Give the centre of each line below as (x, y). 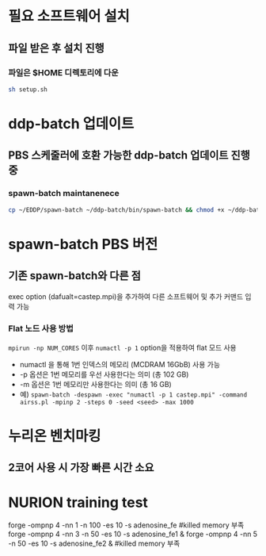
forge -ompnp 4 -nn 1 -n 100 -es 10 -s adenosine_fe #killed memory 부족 (126, 525)
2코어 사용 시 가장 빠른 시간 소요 (81, 468)
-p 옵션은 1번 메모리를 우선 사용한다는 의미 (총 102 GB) (104, 374)
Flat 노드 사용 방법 (41, 328)
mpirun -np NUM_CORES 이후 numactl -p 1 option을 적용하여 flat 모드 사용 (122, 347)
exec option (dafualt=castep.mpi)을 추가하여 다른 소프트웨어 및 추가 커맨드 (126, 296)
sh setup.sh (28, 89)
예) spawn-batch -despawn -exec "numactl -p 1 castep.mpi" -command (133, 394)
